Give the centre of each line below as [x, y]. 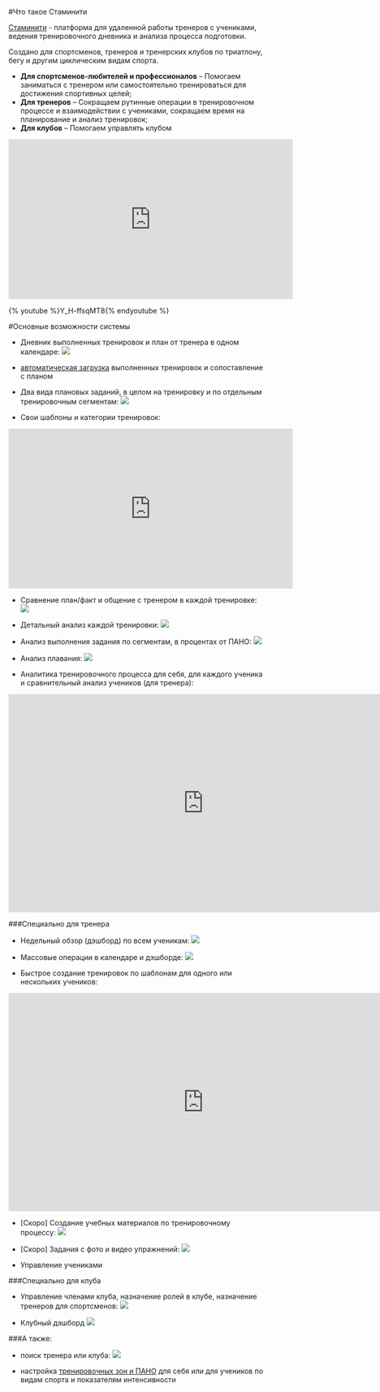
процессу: [38, 1232]
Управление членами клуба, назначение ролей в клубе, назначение [138, 1296]
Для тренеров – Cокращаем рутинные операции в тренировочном [137, 102]
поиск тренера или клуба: [65, 1355]
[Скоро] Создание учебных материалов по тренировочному [125, 1223]
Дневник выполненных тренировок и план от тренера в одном [130, 342]
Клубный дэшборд [52, 1323]
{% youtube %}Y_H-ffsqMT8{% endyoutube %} [89, 311]
